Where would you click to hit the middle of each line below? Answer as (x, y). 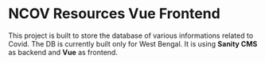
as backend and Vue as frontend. (63, 52)
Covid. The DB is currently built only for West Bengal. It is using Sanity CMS (133, 43)
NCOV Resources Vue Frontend (114, 14)
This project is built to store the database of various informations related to (131, 35)
